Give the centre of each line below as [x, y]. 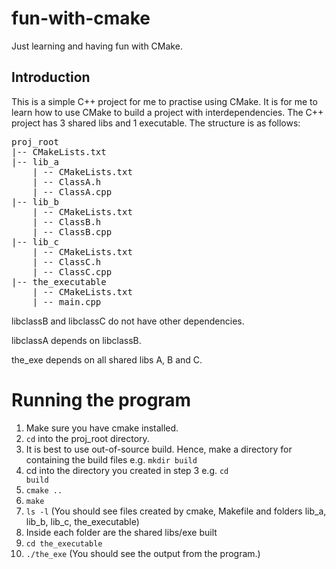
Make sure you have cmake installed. [102, 428]
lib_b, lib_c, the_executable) [82, 521]
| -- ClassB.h [67, 221]
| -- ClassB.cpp [72, 231]
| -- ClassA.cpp [72, 191]
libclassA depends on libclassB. [76, 340]
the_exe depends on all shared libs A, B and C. [107, 359]
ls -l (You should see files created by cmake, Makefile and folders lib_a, [176, 511]
